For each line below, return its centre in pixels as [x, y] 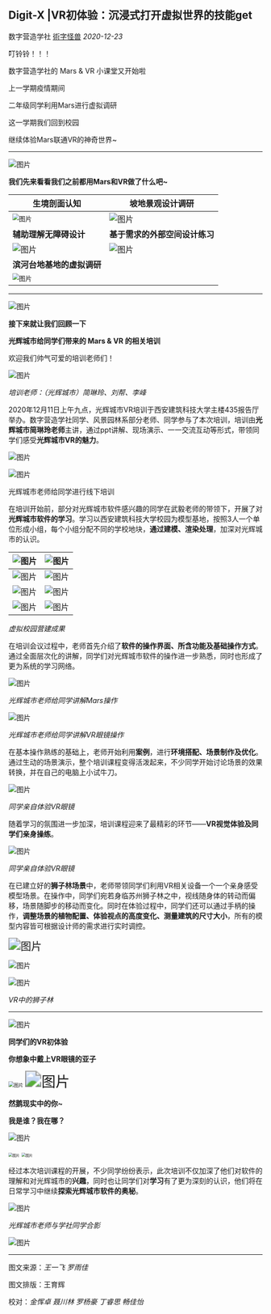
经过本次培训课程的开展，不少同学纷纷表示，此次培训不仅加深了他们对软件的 [135, 1170]
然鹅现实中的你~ [35, 1103]
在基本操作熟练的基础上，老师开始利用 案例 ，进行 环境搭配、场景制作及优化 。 [135, 752]
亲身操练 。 [40, 833]
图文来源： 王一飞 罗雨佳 [48, 1267]
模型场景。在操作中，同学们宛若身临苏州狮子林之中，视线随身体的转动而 [128, 895]
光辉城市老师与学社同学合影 [54, 1225]
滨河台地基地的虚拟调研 [57, 265]
